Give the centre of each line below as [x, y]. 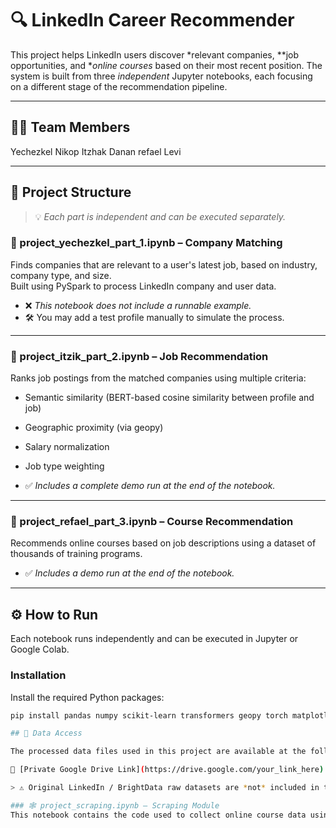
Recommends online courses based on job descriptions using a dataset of [163, 543]
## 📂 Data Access [46, 733]
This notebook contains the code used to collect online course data [158, 815]
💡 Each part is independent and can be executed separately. [160, 216]
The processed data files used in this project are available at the [158, 752]
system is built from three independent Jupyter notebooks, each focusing [161, 76]
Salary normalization [67, 447]
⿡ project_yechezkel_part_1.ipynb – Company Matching [146, 243]
